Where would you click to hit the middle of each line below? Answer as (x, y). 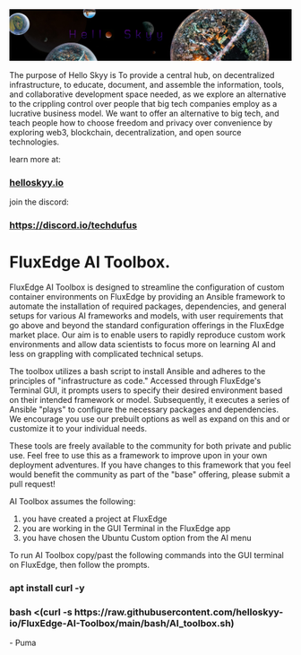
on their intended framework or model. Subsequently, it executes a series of (150, 400)
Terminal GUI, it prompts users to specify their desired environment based (146, 390)
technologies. (34, 142)
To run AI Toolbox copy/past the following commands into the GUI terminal (146, 555)
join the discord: (39, 202)
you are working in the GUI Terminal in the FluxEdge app (126, 528)
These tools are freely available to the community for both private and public (150, 446)
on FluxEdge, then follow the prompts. (80, 565)
